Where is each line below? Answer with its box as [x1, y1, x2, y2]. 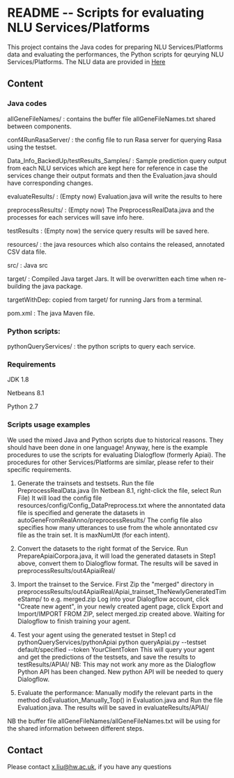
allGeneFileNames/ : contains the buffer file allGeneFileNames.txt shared [7, 114, 216, 123]
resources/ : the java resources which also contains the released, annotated [7, 240, 225, 248]
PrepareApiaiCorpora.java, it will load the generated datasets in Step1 [17, 551, 216, 560]
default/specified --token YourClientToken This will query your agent [17, 645, 214, 653]
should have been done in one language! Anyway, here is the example [7, 443, 208, 451]
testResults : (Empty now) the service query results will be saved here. [7, 227, 210, 235]
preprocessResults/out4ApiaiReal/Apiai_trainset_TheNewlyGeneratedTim [17, 587, 226, 595]
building [7, 282, 31, 290]
